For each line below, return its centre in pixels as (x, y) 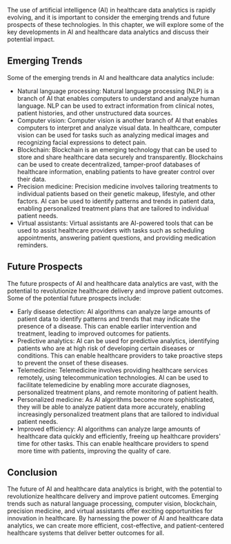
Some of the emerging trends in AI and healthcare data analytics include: (111, 77)
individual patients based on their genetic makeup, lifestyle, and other (116, 193)
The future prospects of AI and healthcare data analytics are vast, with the (113, 283)
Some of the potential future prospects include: (74, 298)
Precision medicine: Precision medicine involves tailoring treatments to (118, 186)
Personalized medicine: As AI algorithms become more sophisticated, (116, 399)
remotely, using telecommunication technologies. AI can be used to (113, 377)
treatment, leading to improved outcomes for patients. (94, 333)
